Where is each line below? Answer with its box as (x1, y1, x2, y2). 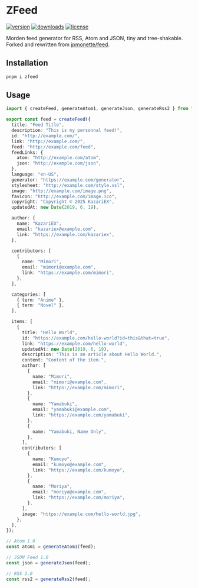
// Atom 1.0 (6, 538, 35, 544)
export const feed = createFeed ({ (6, 117, 91, 122)
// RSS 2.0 (6, 570, 33, 577)
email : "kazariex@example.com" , (16, 226, 96, 232)
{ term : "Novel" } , (16, 302, 65, 308)
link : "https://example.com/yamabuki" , (32, 412, 131, 418)
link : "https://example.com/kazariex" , (16, 231, 115, 237)
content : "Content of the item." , (21, 357, 107, 363)
